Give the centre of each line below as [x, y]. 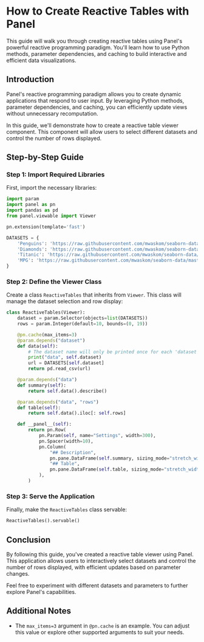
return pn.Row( [47, 430]
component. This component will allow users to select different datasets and [102, 131]
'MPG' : [25, 261]
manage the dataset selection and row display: [65, 302]
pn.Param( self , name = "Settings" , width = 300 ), [97, 436]
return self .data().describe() [68, 391]
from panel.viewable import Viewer [51, 216]
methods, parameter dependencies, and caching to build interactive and [97, 53]
